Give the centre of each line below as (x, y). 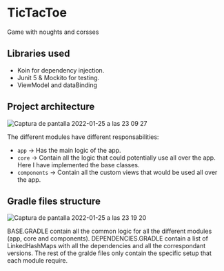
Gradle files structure (54, 201)
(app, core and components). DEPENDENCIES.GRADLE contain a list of (108, 239)
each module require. (38, 261)
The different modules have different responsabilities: (83, 137)
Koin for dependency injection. (61, 70)
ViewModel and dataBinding (57, 85)
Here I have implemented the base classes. (78, 165)
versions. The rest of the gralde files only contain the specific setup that (109, 253)
